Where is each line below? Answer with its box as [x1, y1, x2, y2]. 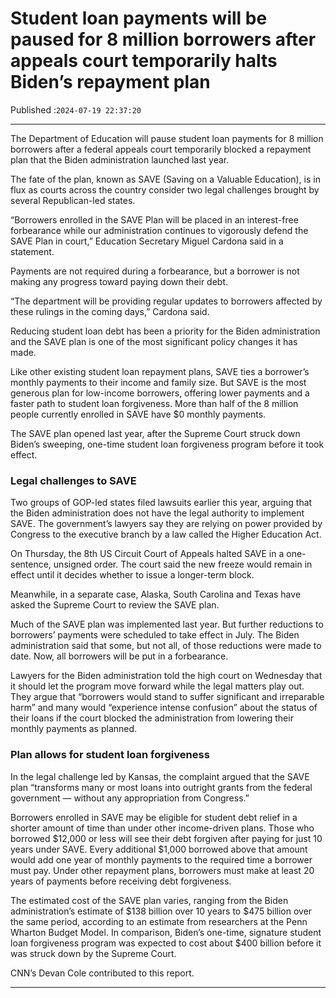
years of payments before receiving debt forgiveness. [10, 875, 232, 887]
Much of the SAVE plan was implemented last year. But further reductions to [10, 618, 324, 631]
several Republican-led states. [10, 194, 136, 206]
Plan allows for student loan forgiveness [10, 748, 210, 762]
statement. [10, 245, 55, 257]
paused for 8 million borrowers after [10, 28, 317, 51]
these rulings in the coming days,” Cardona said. [10, 305, 210, 317]
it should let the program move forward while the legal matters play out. [10, 680, 305, 692]
